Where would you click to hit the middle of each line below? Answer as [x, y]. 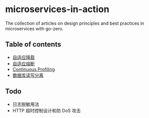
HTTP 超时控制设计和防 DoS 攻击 [47, 110]
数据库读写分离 [28, 75]
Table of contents [33, 45]
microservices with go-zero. [34, 28]
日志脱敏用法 [26, 104]
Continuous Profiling [34, 69]
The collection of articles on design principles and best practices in [75, 23]
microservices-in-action [57, 9]
